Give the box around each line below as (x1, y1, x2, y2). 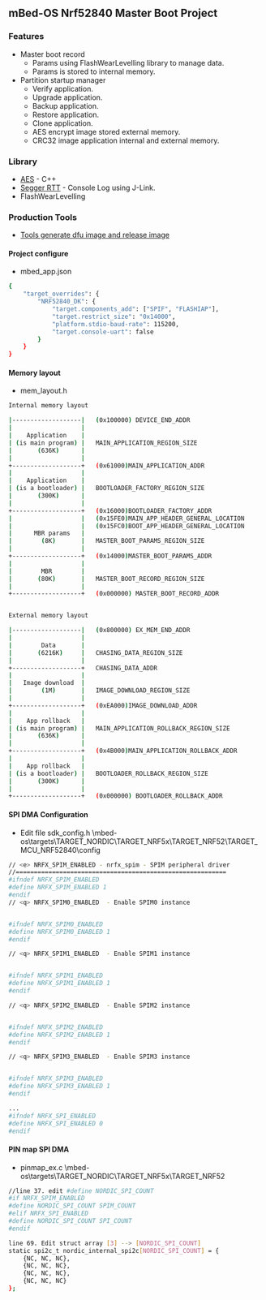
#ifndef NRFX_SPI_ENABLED (8, 1112, 96, 1120)
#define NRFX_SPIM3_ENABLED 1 (8, 1083, 111, 1091)
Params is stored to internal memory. (32, 67, 156, 76)
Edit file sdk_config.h (19, 828, 91, 837)
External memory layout (8, 612, 89, 620)
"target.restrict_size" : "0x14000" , (51, 312, 176, 321)
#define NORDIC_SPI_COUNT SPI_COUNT (8, 1217, 132, 1225)
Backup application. (32, 101, 99, 110)
